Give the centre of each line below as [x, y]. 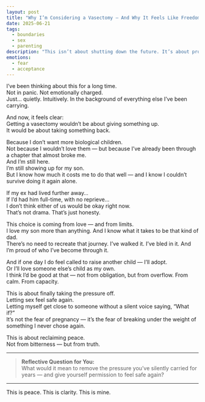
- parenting [27, 46]
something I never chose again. [46, 326]
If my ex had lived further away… [47, 193]
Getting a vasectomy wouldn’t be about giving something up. [83, 124]
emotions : [19, 57]
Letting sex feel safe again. [40, 300]
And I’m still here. [28, 162]
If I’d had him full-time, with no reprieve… [58, 200]
